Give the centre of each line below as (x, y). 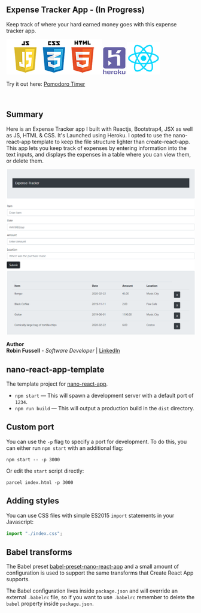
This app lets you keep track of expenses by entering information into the (97, 148)
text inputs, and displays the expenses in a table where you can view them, (99, 154)
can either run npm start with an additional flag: (65, 448)
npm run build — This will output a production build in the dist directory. (104, 408)
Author (15, 344)
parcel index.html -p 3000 (40, 482)
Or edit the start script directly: (45, 471)
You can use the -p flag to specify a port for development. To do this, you (97, 441)
